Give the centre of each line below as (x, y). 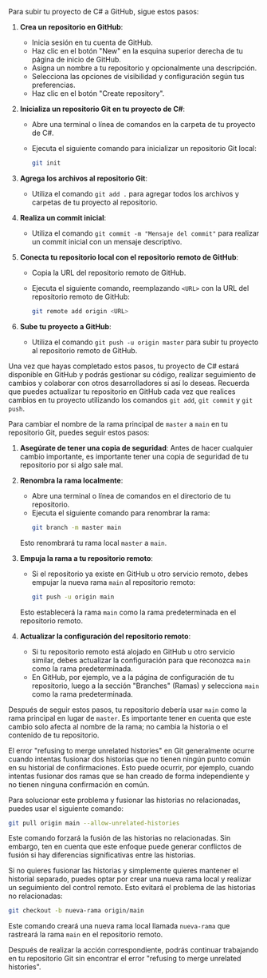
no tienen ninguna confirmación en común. (79, 784)
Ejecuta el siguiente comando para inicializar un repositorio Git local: (144, 148)
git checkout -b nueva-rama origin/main (77, 911)
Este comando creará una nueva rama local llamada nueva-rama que (119, 926)
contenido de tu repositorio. (54, 735)
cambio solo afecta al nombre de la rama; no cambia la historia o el (118, 726)
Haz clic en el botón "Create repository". (98, 93)
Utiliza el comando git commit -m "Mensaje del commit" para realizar (145, 233)
